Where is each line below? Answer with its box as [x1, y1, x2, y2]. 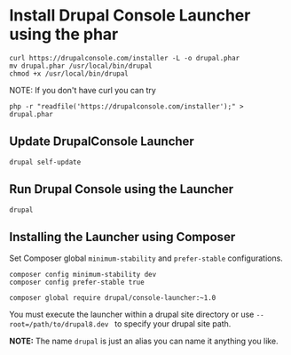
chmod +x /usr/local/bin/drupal [9, 69, 129, 78]
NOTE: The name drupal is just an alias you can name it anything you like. [9, 335, 279, 347]
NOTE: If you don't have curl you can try [9, 85, 157, 95]
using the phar [9, 24, 119, 44]
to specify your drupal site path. [114, 319, 232, 329]
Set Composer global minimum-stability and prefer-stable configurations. [9, 253, 284, 263]
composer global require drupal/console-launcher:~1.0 [9, 294, 216, 303]
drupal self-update [9, 157, 82, 166]
